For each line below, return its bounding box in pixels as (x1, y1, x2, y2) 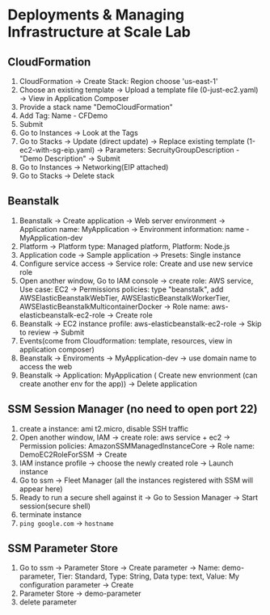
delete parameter (19, 597, 78, 607)
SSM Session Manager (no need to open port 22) (7, 402, 258, 416)
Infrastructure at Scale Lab (7, 23, 191, 41)
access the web (19, 361, 73, 371)
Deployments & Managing (7, 6, 185, 24)
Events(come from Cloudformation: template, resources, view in (19, 335, 233, 345)
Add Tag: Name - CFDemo (19, 111, 108, 120)
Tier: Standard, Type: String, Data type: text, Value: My (57, 571, 240, 581)
